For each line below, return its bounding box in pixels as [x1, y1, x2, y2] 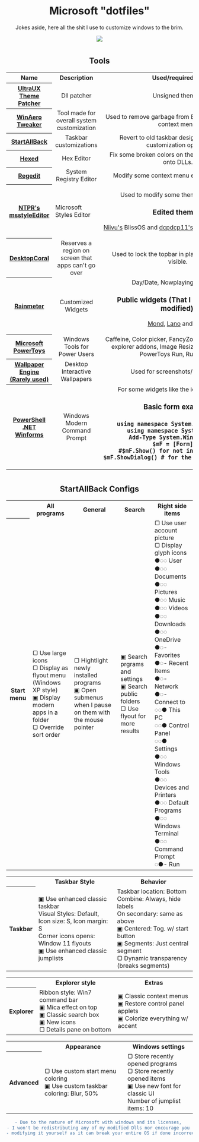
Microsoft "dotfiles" [49, 4, 150, 18]
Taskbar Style [54, 878, 95, 886]
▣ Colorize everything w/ [117, 1014, 188, 1023]
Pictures [154, 588, 178, 596]
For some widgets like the [117, 385, 190, 393]
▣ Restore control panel [117, 999, 185, 1008]
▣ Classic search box [39, 1010, 99, 1018]
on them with [73, 708, 111, 717]
